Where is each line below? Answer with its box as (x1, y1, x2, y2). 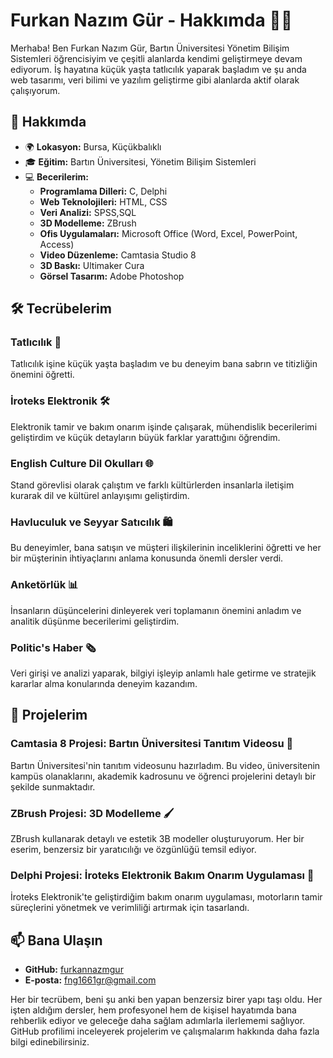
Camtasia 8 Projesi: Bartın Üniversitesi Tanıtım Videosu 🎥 (10, 737, 294, 751)
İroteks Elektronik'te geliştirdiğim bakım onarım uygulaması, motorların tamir (10, 891, 323, 903)
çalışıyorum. (10, 84, 61, 96)
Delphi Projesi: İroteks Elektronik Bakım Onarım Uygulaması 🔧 (10, 868, 315, 882)
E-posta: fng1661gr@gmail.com (24, 974, 157, 986)
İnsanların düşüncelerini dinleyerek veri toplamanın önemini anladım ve (10, 604, 302, 616)
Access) (39, 238, 75, 250)
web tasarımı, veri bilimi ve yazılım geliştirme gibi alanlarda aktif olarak (10, 74, 300, 86)
